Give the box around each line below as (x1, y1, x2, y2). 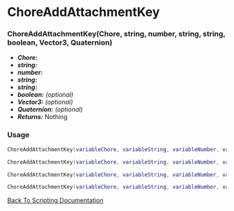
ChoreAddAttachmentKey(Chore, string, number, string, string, (7, 29, 226, 39)
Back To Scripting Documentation (7, 196, 104, 205)
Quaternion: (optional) (17, 105, 84, 114)
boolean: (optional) (17, 91, 74, 99)
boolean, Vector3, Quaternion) (7, 38, 113, 47)
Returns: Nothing (17, 113, 68, 121)
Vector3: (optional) (17, 98, 73, 107)
